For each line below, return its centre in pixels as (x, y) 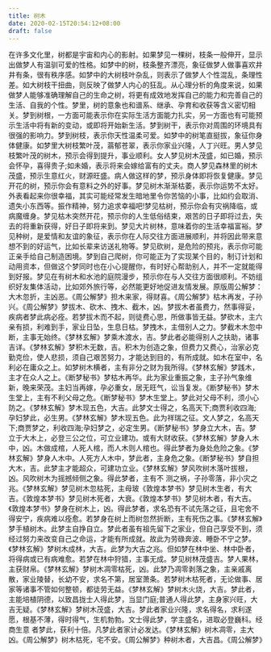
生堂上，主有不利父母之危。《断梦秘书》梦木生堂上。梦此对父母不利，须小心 (134, 398)
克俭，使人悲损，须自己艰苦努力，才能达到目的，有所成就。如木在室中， (135, 357)
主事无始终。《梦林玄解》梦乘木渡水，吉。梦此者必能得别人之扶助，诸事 (141, 337)
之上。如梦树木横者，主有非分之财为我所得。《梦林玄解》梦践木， (151, 367)
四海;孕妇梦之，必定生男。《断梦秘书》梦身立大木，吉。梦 (162, 428)
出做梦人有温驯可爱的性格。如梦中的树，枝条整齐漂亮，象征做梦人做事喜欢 (132, 65)
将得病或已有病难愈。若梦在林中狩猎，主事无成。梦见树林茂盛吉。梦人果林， (135, 559)
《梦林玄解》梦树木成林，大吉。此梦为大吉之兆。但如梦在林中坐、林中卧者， (134, 549)
